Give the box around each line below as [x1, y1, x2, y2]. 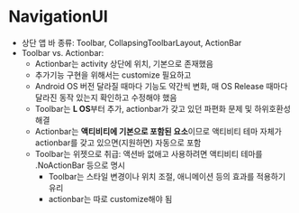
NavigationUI [8, 6, 109, 27]
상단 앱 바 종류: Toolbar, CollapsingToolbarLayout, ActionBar [21, 37, 242, 48]
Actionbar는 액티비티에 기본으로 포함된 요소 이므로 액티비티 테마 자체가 [34, 125, 283, 136]
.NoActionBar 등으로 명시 [34, 160, 125, 171]
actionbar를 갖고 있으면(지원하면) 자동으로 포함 [34, 137, 202, 148]
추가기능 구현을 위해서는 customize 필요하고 [34, 69, 192, 80]
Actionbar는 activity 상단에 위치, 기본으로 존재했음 [34, 58, 213, 69]
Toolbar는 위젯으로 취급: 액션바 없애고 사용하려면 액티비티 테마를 [34, 148, 263, 159]
